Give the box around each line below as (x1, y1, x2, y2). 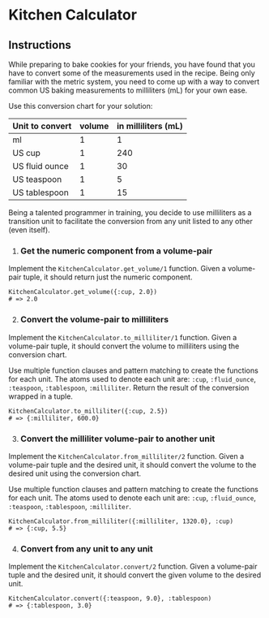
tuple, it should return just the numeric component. (23, 272, 193, 282)
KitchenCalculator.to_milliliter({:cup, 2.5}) (8, 407, 169, 415)
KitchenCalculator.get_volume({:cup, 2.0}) (8, 288, 158, 296)
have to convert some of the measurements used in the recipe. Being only (8, 68, 255, 78)
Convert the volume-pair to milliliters (19, 314, 169, 326)
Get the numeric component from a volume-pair (19, 245, 213, 257)
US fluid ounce (12, 161, 69, 171)
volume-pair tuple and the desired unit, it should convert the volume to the (8, 460, 257, 469)
